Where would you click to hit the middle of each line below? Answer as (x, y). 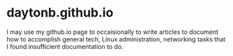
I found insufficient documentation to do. (65, 46)
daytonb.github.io (60, 13)
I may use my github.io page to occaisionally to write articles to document (113, 32)
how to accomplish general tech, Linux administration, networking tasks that (116, 39)
